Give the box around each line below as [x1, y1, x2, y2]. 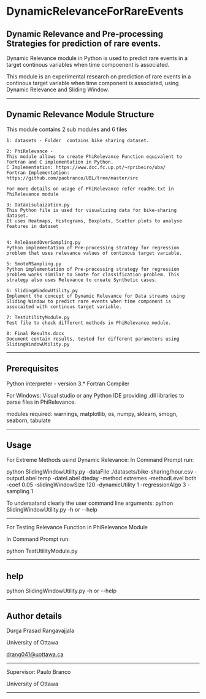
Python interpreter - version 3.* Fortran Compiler [6, 380, 130, 387]
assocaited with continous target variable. [6, 303, 122, 310]
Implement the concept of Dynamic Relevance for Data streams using [6, 293, 185, 299]
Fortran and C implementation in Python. [6, 159, 114, 165]
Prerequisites [6, 363, 59, 374]
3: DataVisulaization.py [6, 202, 70, 208]
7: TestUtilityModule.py [6, 314, 70, 320]
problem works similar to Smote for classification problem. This [6, 271, 180, 278]
